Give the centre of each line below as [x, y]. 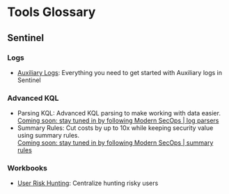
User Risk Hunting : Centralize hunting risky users [88, 183]
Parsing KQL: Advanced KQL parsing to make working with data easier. [119, 113]
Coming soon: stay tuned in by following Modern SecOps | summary [115, 143]
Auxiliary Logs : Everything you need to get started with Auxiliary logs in [120, 72]
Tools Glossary [52, 12]
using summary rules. [48, 136]
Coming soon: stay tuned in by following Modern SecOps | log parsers [118, 121]
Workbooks [27, 168]
